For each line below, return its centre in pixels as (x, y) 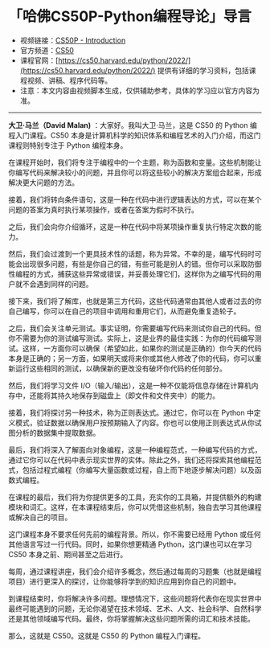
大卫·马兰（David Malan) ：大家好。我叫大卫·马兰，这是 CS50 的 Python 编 (133, 125)
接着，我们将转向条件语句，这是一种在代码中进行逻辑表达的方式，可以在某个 (135, 199)
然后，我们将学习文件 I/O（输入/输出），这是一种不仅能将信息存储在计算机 (130, 385)
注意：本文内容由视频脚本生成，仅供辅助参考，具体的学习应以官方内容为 (139, 90)
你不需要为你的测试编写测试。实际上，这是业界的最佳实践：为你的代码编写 (131, 338)
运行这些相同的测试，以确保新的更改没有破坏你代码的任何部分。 (121, 368)
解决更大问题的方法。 (43, 183)
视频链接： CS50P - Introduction (73, 40)
